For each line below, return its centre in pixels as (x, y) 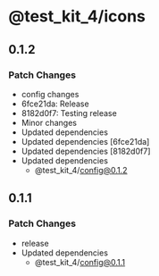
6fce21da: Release (55, 104)
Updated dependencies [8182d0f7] (86, 151)
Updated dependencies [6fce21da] (85, 141)
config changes (50, 94)
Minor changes (49, 122)
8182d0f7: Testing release (69, 113)
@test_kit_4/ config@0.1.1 (80, 262)
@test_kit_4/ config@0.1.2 (81, 170)
